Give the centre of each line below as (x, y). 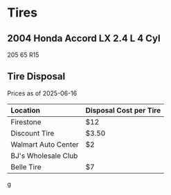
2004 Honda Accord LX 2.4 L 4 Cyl (84, 38)
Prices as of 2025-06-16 (42, 93)
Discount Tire (33, 133)
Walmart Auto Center (45, 145)
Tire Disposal (36, 76)
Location (25, 110)
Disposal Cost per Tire (123, 110)
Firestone (26, 122)
